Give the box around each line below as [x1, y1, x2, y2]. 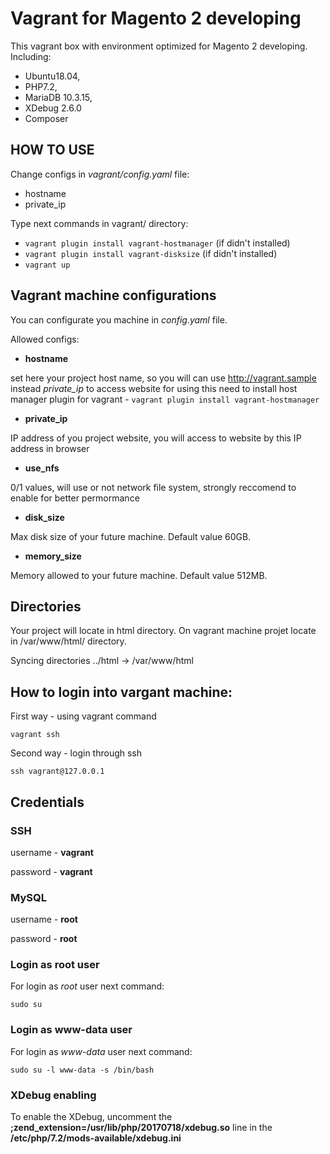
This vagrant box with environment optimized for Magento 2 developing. [10, 40, 308, 52]
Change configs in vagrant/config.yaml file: [10, 168, 190, 180]
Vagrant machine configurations [10, 287, 217, 304]
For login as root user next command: [10, 980, 165, 992]
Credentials [10, 793, 85, 811]
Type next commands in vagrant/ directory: [10, 217, 189, 229]
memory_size [24, 550, 82, 562]
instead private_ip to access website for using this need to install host [10, 382, 298, 394]
